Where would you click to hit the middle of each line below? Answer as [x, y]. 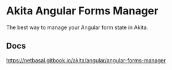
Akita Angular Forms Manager [82, 11]
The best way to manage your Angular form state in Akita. [77, 27]
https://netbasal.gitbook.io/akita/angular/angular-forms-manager [86, 60]
